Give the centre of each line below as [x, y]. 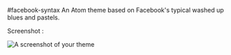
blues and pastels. [33, 17]
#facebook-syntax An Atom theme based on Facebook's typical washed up [116, 10]
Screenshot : [25, 31]
